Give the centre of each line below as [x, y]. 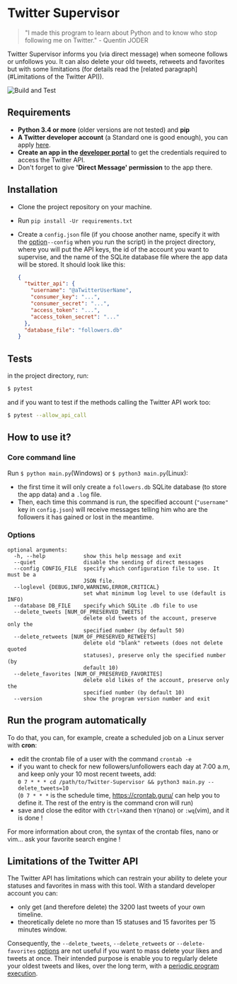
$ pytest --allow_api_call [47, 415]
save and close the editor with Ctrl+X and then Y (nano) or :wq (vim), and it [123, 810]
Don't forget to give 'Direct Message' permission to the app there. [115, 167]
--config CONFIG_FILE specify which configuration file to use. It [117, 569]
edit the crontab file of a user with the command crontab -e [105, 759]
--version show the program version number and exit [112, 699]
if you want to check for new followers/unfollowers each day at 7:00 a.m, [124, 766]
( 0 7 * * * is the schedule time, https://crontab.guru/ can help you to [119, 795]
